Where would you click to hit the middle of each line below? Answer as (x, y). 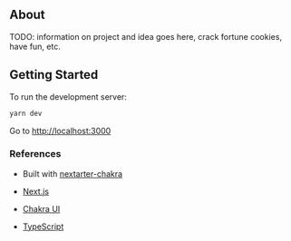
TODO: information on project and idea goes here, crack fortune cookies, (146, 36)
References (35, 154)
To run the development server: (68, 96)
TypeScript (43, 227)
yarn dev (26, 113)
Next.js (36, 191)
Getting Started (54, 75)
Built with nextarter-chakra (73, 174)
